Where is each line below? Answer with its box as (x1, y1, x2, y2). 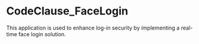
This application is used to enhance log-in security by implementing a (6, 24, 180, 31)
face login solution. (18, 30, 67, 37)
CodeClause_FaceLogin (6, 4, 128, 18)
